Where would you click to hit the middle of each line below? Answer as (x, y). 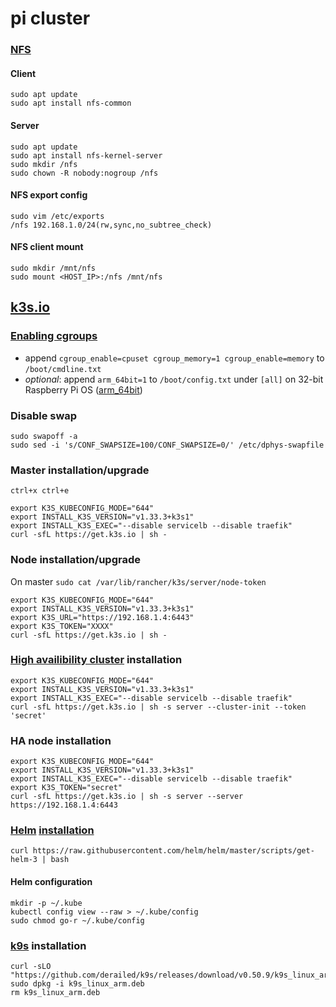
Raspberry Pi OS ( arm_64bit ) (83, 389)
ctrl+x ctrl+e (40, 491)
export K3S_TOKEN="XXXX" (62, 626)
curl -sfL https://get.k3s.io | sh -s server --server (127, 797)
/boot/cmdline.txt (63, 369)
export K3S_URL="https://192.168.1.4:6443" (102, 617)
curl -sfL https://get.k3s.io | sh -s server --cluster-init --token (158, 707)
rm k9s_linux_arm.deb (55, 992)
